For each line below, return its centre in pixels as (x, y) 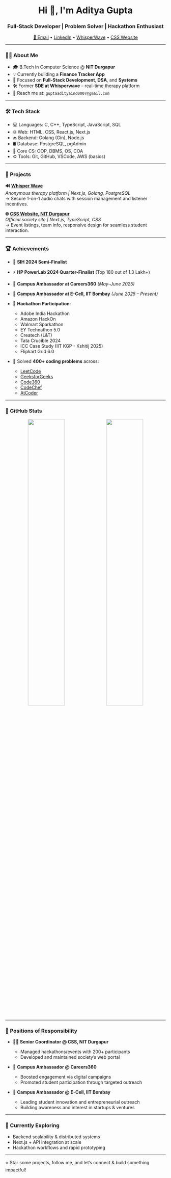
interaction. (17, 230)
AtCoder (29, 392)
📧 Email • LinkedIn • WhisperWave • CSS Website (85, 37)
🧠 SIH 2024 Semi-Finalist (40, 261)
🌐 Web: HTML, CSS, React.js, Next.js (51, 132)
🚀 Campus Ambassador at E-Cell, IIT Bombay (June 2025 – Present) (85, 294)
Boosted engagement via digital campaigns (66, 1077)
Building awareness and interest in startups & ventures (77, 1108)
